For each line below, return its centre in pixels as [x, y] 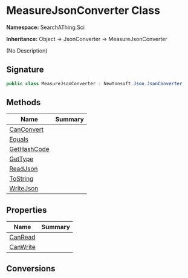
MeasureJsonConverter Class [83, 11]
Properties [27, 210]
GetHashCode [29, 149]
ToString [21, 179]
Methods [24, 102]
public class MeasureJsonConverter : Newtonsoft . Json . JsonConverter [94, 83]
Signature [25, 70]
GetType [21, 159]
